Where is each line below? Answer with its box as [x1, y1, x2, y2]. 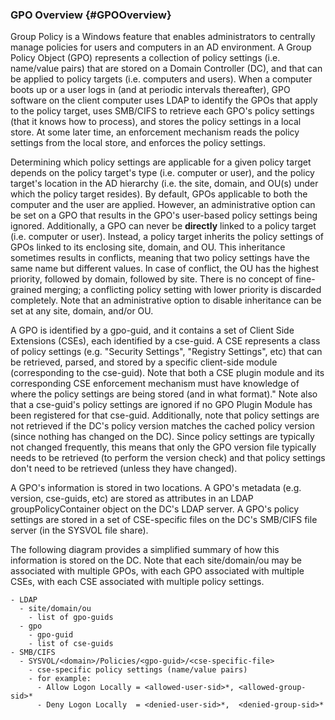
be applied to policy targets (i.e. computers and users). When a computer [10, 73, 313, 85]
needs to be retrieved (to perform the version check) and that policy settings [10, 452, 326, 464]
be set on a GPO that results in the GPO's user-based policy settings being [10, 209, 318, 222]
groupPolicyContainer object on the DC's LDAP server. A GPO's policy [10, 503, 300, 515]
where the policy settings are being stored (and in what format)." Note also [10, 388, 318, 400]
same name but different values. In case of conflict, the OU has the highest [10, 263, 320, 275]
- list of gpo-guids [28, 613, 114, 623]
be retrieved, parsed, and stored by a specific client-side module [10, 356, 278, 368]
